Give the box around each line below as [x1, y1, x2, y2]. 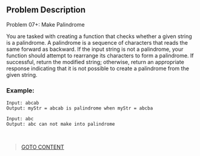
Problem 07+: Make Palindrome [6, 21, 85, 28]
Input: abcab [6, 100, 39, 106]
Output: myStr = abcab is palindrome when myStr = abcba [6, 105, 153, 111]
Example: [6, 86, 35, 94]
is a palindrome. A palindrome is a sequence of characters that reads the [6, 39, 188, 46]
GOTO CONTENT [21, 143, 65, 151]
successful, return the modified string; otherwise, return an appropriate [6, 58, 185, 65]
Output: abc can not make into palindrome [6, 121, 115, 128]
